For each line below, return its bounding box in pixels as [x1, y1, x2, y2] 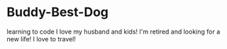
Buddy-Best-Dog [6, 4, 109, 20]
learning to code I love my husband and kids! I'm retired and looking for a [6, 27, 221, 36]
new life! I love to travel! [6, 34, 76, 43]
